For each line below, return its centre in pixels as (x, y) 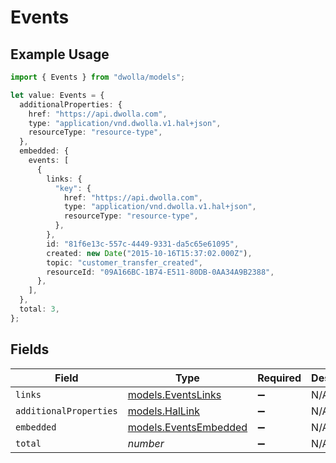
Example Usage (60, 54)
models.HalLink (163, 411)
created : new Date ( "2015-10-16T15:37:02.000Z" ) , (149, 253)
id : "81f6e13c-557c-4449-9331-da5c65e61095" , (143, 244)
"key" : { (73, 188)
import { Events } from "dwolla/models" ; (98, 77)
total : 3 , (39, 309)
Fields (30, 349)
